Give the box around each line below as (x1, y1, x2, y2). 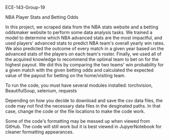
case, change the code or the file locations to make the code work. (5, 109, 146, 114)
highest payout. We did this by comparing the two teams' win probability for (5, 62, 164, 67)
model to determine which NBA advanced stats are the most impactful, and (5, 35, 162, 41)
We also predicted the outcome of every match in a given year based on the (5, 46, 164, 51)
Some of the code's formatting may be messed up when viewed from (5, 118, 150, 124)
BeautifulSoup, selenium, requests (5, 88, 77, 93)
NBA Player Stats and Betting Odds (5, 14, 79, 20)
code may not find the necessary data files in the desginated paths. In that (5, 103, 161, 109)
